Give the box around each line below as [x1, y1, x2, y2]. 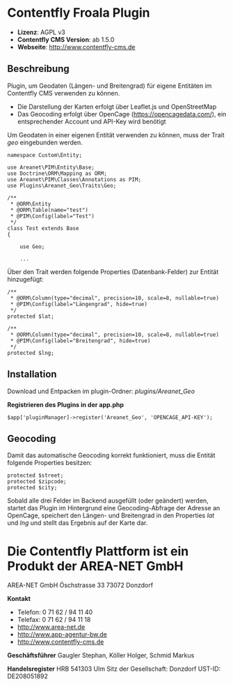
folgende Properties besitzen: [7, 459, 93, 467]
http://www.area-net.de [17, 623, 86, 632]
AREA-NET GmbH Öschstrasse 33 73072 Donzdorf [7, 581, 154, 590]
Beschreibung [7, 63, 70, 75]
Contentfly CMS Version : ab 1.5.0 [17, 35, 115, 43]
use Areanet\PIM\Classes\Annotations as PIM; [7, 176, 141, 183]
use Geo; [19, 243, 45, 250]
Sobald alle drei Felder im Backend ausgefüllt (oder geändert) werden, [7, 496, 209, 505]
